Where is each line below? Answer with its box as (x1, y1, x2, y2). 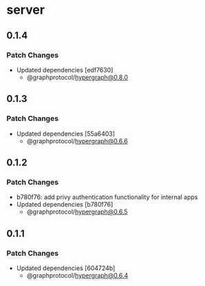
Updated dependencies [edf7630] (16, 65, 114, 74)
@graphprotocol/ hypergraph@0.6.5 (26, 207, 128, 216)
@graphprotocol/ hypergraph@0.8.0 (26, 73, 129, 81)
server (6, 2, 45, 18)
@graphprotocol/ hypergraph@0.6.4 (26, 271, 129, 279)
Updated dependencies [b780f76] (16, 201, 114, 209)
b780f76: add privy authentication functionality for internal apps (16, 193, 198, 201)
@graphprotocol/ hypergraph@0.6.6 (26, 136, 128, 145)
